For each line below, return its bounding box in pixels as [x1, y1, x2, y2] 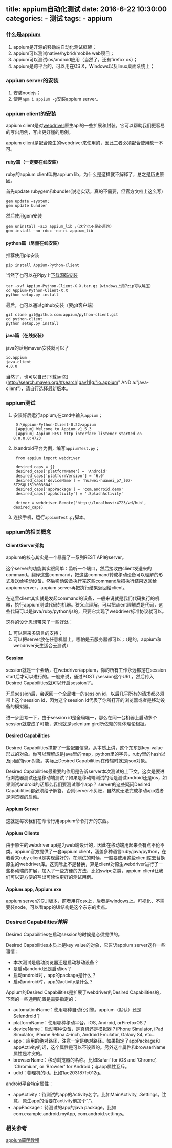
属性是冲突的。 [13, 1050, 45, 1056]
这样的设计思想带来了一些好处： [6, 619, 73, 625]
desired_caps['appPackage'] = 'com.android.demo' [15, 487, 124, 492]
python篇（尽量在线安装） [6, 240, 62, 246]
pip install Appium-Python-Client [6, 263, 80, 268]
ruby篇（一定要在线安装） [6, 159, 61, 165]
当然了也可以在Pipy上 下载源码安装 [6, 272, 78, 278]
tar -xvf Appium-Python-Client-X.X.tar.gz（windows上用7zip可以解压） [6, 283, 154, 288]
